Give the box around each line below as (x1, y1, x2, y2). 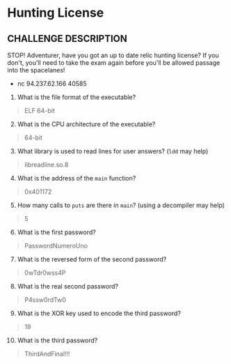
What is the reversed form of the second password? (17, 255, 167, 263)
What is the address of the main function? (17, 174, 136, 182)
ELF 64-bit (24, 107, 56, 114)
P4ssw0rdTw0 (24, 296, 66, 304)
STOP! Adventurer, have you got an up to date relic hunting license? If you (7, 51, 219, 59)
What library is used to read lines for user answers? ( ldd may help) (17, 147, 209, 155)
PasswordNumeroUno (24, 242, 88, 250)
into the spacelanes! (7, 66, 65, 74)
